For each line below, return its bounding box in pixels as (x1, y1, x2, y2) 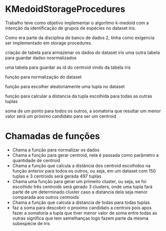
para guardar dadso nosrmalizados (5, 54, 77, 60)
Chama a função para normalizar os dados (12, 147, 100, 153)
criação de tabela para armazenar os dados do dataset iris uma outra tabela (5, 49, 160, 55)
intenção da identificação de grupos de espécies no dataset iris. (5, 25, 136, 31)
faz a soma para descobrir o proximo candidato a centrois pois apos (12, 204, 152, 211)
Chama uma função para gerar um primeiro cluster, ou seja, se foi (12, 178, 147, 184)
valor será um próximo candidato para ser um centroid (5, 113, 116, 119)
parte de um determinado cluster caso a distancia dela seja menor (12, 189, 148, 195)
